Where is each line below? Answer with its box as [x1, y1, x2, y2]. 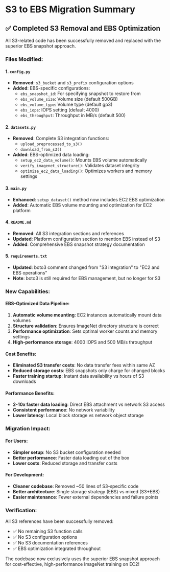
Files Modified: [5, 55, 43, 62]
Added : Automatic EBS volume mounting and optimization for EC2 [12, 202, 152, 208]
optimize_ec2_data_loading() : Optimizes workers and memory [20, 168, 152, 174]
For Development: [5, 472, 44, 478]
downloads [12, 378, 36, 384]
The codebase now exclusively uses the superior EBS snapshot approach [5, 556, 160, 562]
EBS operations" [12, 269, 47, 276]
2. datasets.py [5, 124, 36, 130]
